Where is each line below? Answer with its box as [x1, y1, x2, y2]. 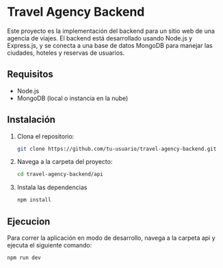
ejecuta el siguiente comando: [7, 241, 92, 249]
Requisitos [7, 69, 53, 80]
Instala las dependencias [16, 183, 88, 192]
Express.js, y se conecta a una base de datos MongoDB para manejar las [7, 41, 213, 49]
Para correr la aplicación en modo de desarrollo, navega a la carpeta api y [7, 234, 215, 242]
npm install [16, 197, 51, 204]
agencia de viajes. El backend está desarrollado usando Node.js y [7, 34, 193, 42]
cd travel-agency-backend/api [16, 171, 104, 178]
